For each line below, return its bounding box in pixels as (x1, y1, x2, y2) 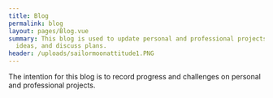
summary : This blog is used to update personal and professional (8, 34, 234, 43)
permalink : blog (8, 19, 63, 28)
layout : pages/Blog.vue (8, 27, 89, 35)
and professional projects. (8, 80, 96, 90)
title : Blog (8, 11, 49, 20)
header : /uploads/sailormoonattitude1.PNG (8, 49, 154, 58)
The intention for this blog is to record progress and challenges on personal (8, 72, 262, 81)
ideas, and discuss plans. (15, 42, 107, 50)
